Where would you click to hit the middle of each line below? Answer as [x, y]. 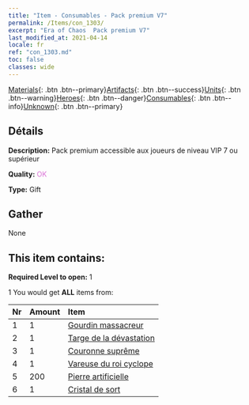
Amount [45, 312]
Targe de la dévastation [111, 339]
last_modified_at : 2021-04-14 [58, 38]
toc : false [26, 60]
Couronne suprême [104, 351]
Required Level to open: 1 [50, 277]
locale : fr [26, 45]
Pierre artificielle [98, 377]
